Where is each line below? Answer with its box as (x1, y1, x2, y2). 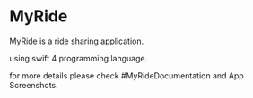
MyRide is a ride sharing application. (9, 36, 144, 46)
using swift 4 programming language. (9, 53, 148, 63)
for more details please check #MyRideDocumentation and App (9, 69, 244, 81)
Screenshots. (9, 79, 58, 90)
